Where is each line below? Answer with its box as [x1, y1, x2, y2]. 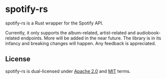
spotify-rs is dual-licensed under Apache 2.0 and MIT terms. [5, 68, 131, 74]
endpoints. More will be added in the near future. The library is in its [21, 35, 161, 41]
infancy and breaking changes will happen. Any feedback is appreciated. [5, 40, 156, 46]
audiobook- [136, 29, 161, 35]
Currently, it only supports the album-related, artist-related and [5, 29, 136, 35]
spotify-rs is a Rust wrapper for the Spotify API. [5, 20, 104, 26]
